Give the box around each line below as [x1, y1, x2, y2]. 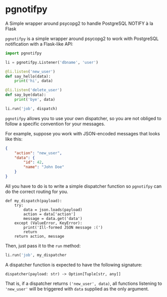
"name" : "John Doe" [23, 165, 65, 170]
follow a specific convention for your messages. [5, 121, 105, 127]
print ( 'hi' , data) [14, 79, 53, 84]
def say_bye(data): [5, 92, 47, 97]
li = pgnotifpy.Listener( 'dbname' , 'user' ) [5, 60, 99, 65]
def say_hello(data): [5, 73, 51, 79]
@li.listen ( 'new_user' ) [5, 69, 56, 74]
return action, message [14, 234, 65, 239]
